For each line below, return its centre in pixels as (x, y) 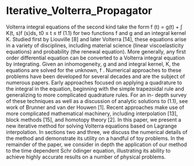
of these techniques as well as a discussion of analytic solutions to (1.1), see (97, 101)
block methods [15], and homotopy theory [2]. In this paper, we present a (94, 119)
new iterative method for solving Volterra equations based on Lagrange (91, 126)
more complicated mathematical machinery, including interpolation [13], (92, 113)
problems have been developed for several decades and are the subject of (96, 76)
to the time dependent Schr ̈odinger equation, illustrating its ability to (88, 150)
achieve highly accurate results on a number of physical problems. (86, 157)
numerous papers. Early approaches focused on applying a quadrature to (94, 82)
